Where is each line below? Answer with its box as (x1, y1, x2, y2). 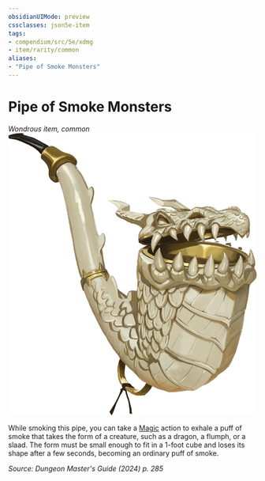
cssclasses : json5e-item (8, 21, 90, 29)
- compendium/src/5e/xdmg (8, 38, 93, 46)
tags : (8, 29, 26, 37)
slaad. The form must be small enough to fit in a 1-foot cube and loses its (8, 440, 245, 450)
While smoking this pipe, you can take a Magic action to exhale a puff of (8, 423, 243, 433)
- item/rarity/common (8, 46, 80, 55)
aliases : (8, 55, 37, 62)
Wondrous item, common (8, 123, 91, 134)
